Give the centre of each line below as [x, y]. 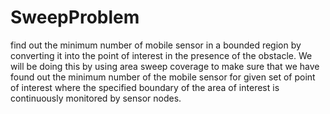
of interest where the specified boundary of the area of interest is [145, 87]
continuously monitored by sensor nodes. [96, 98]
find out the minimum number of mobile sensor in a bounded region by [156, 45]
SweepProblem [75, 17]
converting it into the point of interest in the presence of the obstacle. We [161, 55]
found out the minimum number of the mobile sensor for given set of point [163, 77]
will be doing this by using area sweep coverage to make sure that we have [165, 66]
